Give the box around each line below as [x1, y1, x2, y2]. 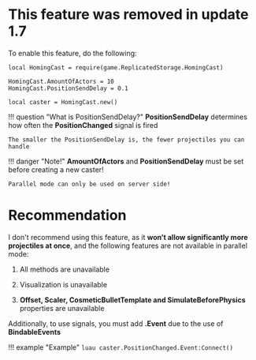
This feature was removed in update [8, 6, 249, 24]
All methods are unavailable [19, 264, 110, 274]
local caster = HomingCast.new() [8, 98, 118, 106]
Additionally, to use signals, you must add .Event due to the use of [8, 318, 224, 328]
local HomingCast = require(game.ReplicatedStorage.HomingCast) [8, 63, 224, 72]
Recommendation [8, 207, 127, 224]
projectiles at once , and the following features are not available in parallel [8, 241, 248, 250]
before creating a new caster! [8, 164, 104, 174]
